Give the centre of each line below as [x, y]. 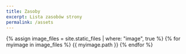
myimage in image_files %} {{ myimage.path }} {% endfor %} [80, 45]
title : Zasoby [23, 11]
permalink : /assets [30, 22]
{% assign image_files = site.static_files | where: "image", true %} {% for [93, 39]
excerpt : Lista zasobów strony [44, 17]
